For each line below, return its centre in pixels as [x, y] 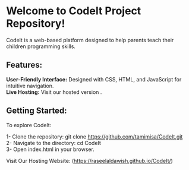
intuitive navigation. [30, 86]
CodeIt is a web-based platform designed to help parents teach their [90, 40]
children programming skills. [41, 46]
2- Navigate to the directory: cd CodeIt [53, 143]
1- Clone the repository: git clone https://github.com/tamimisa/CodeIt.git [94, 136]
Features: [24, 65]
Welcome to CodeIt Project [74, 11]
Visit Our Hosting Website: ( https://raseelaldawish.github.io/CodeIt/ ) [90, 160]
